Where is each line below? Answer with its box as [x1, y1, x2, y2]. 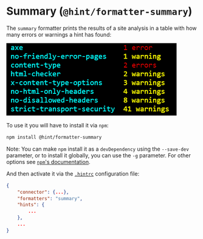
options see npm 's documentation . [6, 158, 91, 165]
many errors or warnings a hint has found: [6, 30, 111, 38]
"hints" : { [17, 202, 45, 208]
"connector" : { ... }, [17, 189, 69, 195]
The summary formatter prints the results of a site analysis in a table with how [6, 24, 197, 32]
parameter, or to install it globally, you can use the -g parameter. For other [6, 151, 191, 159]
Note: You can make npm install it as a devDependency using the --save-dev [6, 145, 190, 152]
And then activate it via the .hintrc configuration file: [6, 169, 140, 177]
